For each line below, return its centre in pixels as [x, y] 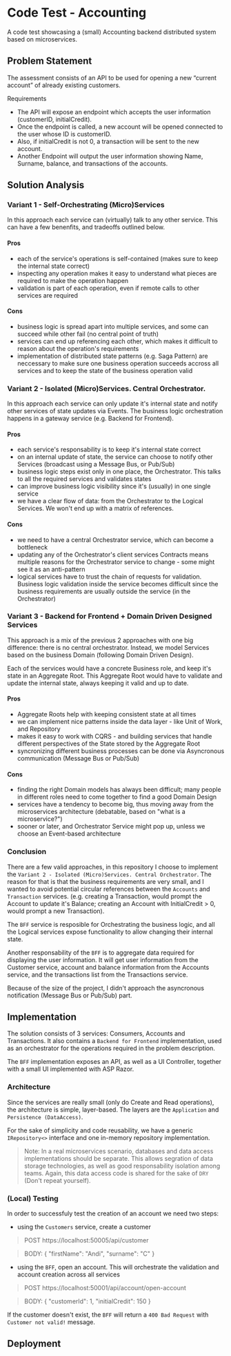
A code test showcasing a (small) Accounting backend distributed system [112, 32]
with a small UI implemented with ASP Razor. [71, 1069]
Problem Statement [50, 61]
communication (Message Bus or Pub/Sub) [78, 759]
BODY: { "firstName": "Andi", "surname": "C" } [89, 1254]
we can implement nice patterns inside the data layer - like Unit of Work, [120, 722]
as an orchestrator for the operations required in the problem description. [111, 1048]
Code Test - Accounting [77, 13]
